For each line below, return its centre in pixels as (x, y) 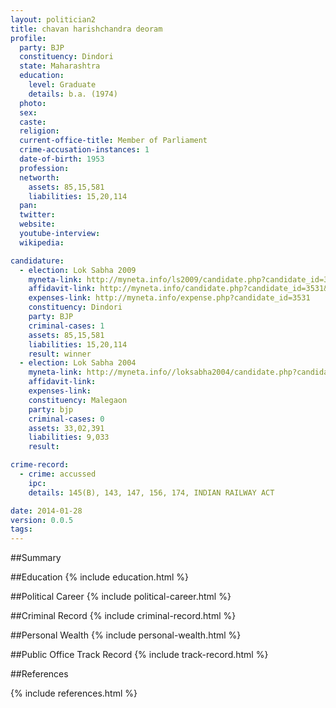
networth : (39, 177)
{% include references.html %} (74, 693)
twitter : (37, 215)
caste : (33, 122)
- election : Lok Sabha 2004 (78, 363)
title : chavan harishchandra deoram (86, 29)
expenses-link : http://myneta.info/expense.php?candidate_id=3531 (169, 298)
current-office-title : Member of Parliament (113, 141)
